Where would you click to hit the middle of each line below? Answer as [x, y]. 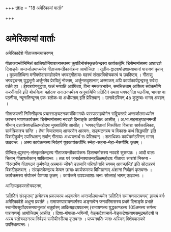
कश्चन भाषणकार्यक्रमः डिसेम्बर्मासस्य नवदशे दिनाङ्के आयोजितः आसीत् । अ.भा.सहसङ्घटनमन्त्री [81, 119]
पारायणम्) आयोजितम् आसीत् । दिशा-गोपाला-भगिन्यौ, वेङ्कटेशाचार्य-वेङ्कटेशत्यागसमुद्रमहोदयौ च [82, 213]
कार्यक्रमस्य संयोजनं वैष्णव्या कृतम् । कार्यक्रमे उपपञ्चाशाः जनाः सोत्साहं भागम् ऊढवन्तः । [75, 175]
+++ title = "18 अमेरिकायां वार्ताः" [34, 8]
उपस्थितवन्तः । [18, 224]
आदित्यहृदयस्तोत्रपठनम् [23, 186]
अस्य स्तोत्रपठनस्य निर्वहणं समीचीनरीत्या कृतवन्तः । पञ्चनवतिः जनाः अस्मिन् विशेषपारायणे [75, 219]
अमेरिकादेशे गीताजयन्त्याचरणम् [29, 53]
